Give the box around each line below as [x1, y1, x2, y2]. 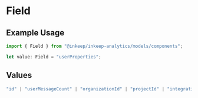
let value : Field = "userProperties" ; [6, 54, 101, 60]
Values [6, 70, 32, 80]
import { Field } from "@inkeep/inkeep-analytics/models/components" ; [6, 43, 183, 49]
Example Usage [6, 28, 65, 38]
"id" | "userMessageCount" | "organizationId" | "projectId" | [6, 86, 165, 92]
